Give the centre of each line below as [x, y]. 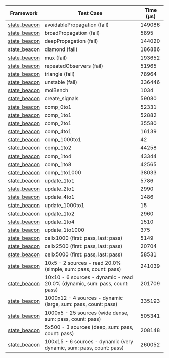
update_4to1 [60, 197]
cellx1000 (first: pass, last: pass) [83, 238]
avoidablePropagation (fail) [77, 25]
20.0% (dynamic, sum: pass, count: [87, 284]
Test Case [90, 13]
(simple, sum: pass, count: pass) [83, 269]
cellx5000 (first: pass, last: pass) [83, 254]
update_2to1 [60, 189]
